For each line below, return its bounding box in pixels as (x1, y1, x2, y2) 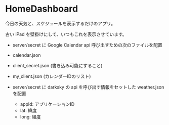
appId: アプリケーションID (20, 101, 75, 107)
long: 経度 (20, 113, 41, 119)
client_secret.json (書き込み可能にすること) (12, 62, 103, 68)
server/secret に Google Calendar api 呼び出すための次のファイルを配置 (12, 41, 163, 48)
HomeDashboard (5, 3, 78, 15)
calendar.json (12, 52, 41, 58)
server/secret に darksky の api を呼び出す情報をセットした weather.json (12, 84, 164, 90)
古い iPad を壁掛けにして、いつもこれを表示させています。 (5, 31, 128, 37)
